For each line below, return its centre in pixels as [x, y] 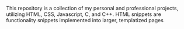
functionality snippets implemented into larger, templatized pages [85, 20]
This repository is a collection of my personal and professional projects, [92, 8]
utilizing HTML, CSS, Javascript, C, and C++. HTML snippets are [84, 14]
